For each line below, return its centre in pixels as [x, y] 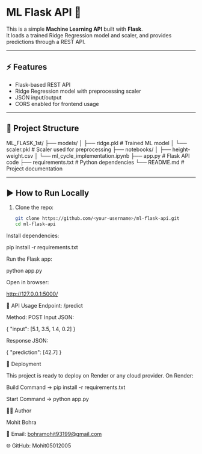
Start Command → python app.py [47, 399]
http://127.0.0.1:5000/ [32, 294]
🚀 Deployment [24, 364]
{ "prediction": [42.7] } [34, 352]
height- [181, 149]
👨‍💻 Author [19, 411]
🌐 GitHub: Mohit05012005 [39, 446]
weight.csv [20, 155]
